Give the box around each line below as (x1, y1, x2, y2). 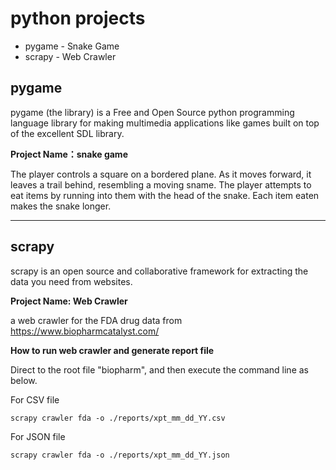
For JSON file (10, 430, 66, 442)
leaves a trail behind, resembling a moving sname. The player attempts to (10, 178, 312, 191)
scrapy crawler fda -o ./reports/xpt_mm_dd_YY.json (10, 450, 230, 460)
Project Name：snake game (10, 148, 128, 160)
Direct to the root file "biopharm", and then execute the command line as (10, 363, 309, 376)
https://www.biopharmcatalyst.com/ (10, 325, 160, 337)
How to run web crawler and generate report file (10, 344, 215, 356)
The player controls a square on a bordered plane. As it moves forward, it (10, 168, 312, 180)
